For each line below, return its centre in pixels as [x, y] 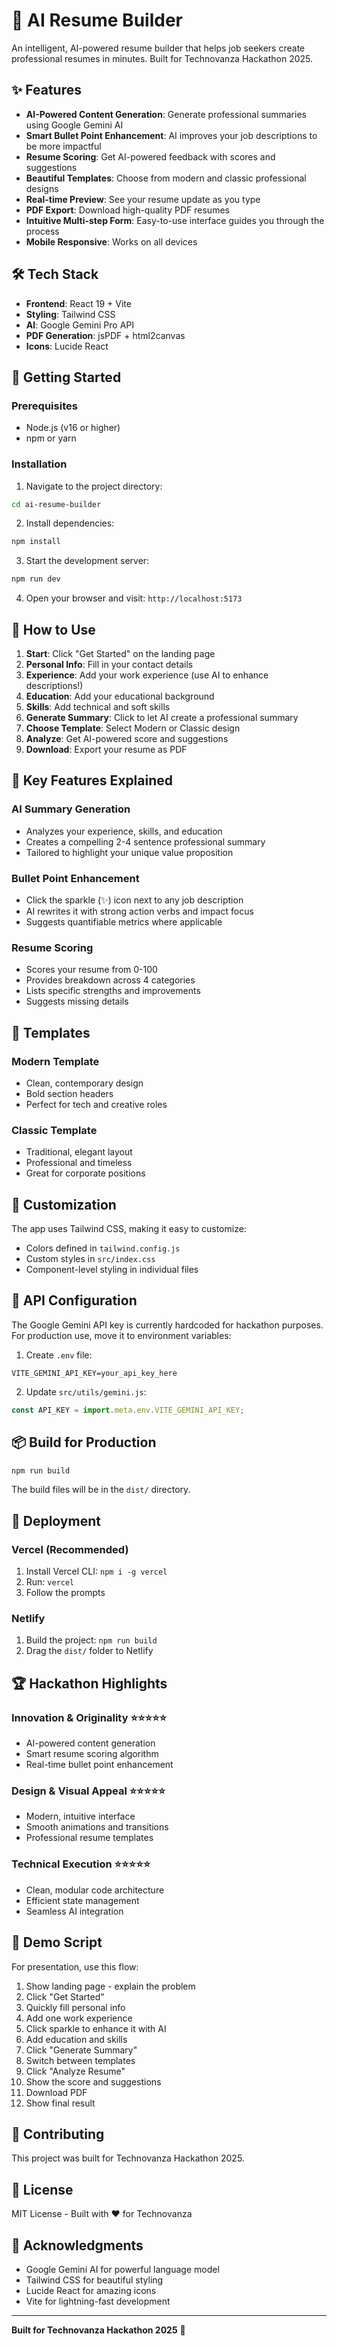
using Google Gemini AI [74, 125]
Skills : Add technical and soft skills [98, 706]
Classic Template [54, 1130]
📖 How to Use [53, 629]
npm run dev [36, 579]
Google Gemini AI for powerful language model [122, 2269]
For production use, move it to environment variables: [121, 1335]
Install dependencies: [70, 523]
